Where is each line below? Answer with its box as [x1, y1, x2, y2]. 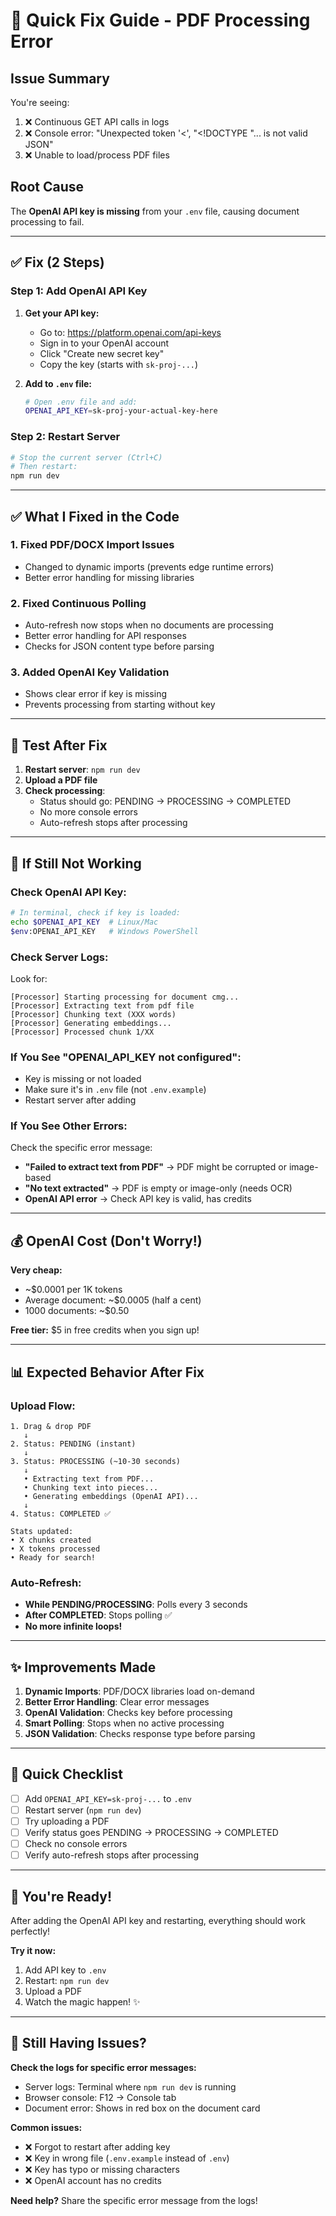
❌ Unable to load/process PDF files [24, 149, 170, 161]
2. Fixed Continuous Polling [10, 596, 147, 610]
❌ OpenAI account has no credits [24, 2174, 162, 2186]
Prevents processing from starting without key [24, 699, 216, 711]
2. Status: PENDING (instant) [10, 1439, 137, 1449]
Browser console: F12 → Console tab [24, 2091, 177, 2103]
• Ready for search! [10, 1552, 97, 1563]
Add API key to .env [24, 1964, 107, 1976]
